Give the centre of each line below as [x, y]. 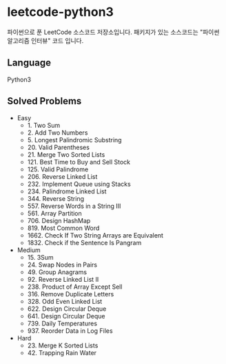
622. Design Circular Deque [67, 309]
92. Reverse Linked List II [63, 279]
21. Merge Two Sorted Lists [66, 154]
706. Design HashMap [59, 220]
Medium [29, 250]
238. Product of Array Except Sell [75, 287]
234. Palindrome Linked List [67, 191]
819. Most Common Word [63, 228]
